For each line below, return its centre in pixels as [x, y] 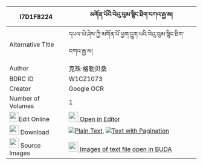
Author [19, 68]
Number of [25, 98]
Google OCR [86, 89]
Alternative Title [32, 45]
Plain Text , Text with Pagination [122, 131]
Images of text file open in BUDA [126, 149]
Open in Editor [100, 119]
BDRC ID [22, 79]
